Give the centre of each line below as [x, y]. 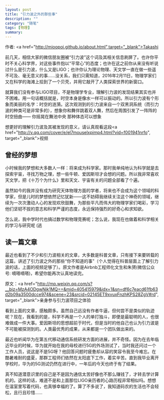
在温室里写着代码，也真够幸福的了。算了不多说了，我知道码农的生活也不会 [80, 386]
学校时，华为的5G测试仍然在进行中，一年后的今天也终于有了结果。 [72, 364]
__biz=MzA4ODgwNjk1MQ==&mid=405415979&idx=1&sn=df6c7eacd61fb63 [82, 289]
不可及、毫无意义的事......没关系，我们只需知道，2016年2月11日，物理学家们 [81, 76]
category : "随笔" [22, 23]
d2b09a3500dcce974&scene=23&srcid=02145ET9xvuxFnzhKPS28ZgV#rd [81, 294]
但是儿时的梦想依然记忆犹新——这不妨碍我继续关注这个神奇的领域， [86, 197]
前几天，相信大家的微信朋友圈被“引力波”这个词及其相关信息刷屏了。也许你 [80, 57]
